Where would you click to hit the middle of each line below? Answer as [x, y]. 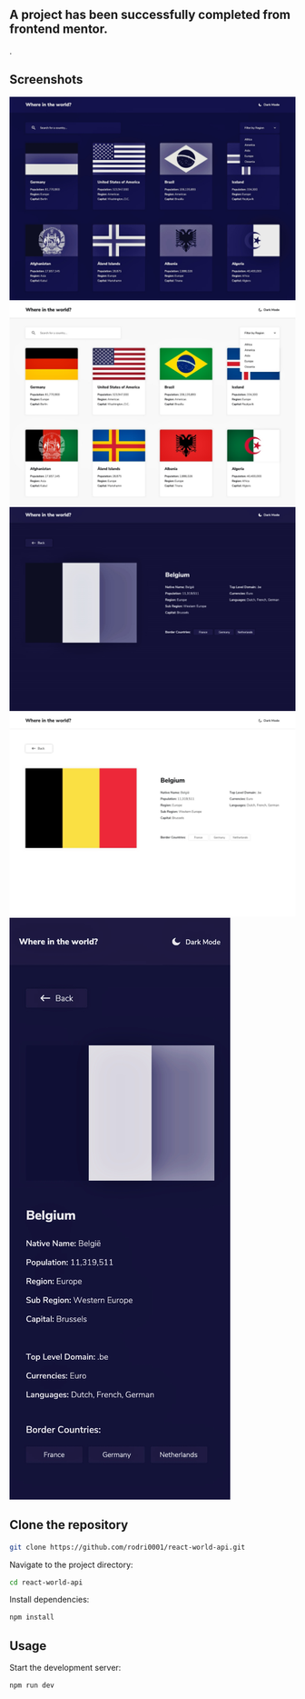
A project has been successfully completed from [150, 15]
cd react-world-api [46, 1582]
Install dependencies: [49, 1600]
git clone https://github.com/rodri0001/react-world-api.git [128, 1547]
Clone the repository [69, 1525]
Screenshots [46, 80]
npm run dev [32, 1685]
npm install [32, 1617]
